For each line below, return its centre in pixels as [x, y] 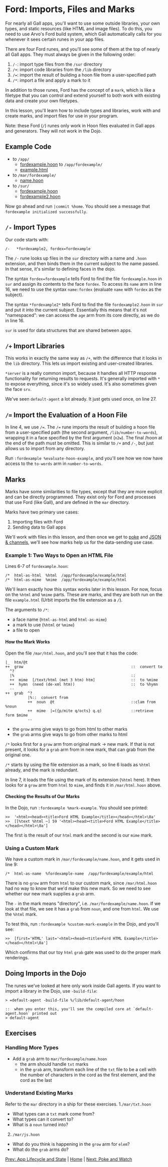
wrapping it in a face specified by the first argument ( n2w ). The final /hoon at [84, 438]
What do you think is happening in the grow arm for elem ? [71, 1144]
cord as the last [36, 1080]
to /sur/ [21, 185]
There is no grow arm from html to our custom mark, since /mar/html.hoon [81, 883]
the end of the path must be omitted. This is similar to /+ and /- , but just [79, 443]
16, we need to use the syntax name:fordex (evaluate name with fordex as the [83, 289]
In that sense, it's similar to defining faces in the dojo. [60, 269]
